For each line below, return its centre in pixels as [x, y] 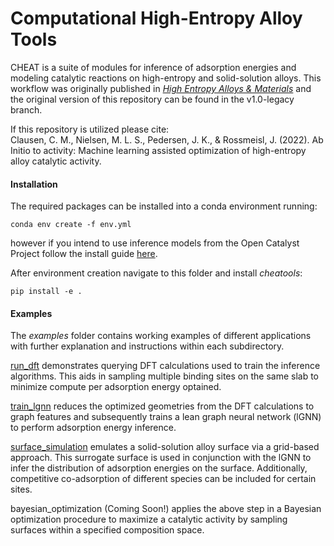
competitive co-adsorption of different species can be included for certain [163, 479]
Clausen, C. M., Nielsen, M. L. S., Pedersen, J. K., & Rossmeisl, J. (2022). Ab [167, 139]
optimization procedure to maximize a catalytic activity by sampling [149, 519]
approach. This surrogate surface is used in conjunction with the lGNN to [161, 458]
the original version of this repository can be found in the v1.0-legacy [152, 99]
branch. [26, 109]
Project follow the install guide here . [84, 254]
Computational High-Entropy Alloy [156, 18]
